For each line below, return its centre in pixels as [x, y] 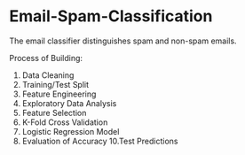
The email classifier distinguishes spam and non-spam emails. [123, 41]
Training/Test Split [55, 84]
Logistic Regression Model [71, 131]
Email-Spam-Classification [111, 16]
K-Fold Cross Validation [65, 122]
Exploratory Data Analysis [69, 103]
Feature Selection [54, 112]
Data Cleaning [48, 75]
